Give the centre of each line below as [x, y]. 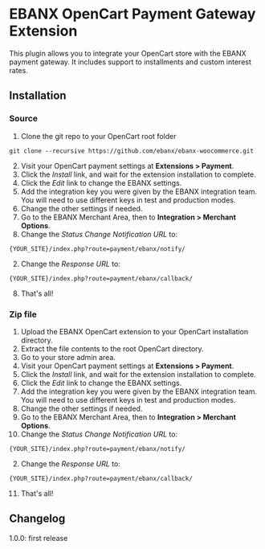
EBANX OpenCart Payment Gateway [132, 14]
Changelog [37, 519]
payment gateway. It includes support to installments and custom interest [130, 62]
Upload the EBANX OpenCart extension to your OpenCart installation [135, 331]
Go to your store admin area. [68, 357]
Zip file [23, 314]
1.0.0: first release [39, 538]
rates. [19, 70]
